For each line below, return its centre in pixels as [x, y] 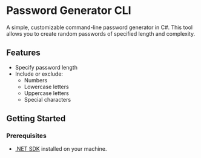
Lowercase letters [46, 87]
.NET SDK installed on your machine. [61, 149]
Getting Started [36, 119]
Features [23, 53]
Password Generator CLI [69, 11]
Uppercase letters [47, 93]
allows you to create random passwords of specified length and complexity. [101, 33]
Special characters [48, 99]
